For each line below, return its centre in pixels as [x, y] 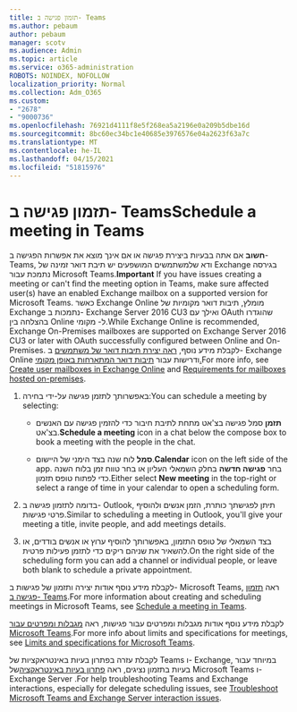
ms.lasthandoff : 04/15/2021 [62, 159]
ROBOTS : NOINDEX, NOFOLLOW [59, 76]
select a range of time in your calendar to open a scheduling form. [157, 487]
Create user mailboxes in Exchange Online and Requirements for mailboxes [148, 369]
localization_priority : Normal [68, 84]
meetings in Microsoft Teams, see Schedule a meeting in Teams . [128, 606]
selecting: [40, 406]
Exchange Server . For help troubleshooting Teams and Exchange [129, 679]
